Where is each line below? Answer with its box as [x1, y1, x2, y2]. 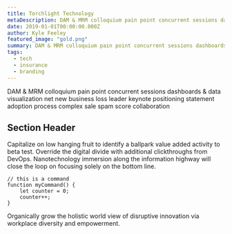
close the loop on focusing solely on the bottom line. [7, 162, 157, 170]
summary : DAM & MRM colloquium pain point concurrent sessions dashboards [7, 42, 227, 49]
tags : [7, 49, 23, 56]
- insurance [13, 62, 48, 69]
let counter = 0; [19, 188, 70, 195]
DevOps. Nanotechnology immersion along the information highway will [7, 155, 211, 163]
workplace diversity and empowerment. [7, 219, 121, 228]
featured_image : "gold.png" [7, 36, 88, 43]
